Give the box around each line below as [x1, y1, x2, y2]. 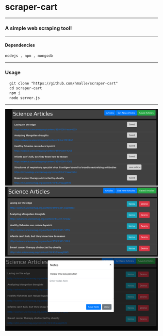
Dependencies [5, 42, 35, 48]
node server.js [9, 95, 40, 101]
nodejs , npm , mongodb [5, 53, 53, 58]
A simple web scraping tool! [5, 25, 72, 32]
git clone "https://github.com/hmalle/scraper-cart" [9, 81, 118, 86]
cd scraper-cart [9, 85, 42, 91]
